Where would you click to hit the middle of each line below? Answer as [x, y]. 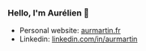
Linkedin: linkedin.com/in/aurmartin [78, 39]
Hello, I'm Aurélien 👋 [49, 13]
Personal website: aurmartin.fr [70, 31]
